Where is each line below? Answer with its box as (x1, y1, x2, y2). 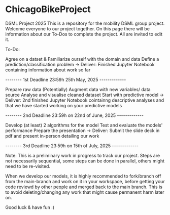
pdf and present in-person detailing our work (5, 133, 99, 139)
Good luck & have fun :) (5, 204, 55, 210)
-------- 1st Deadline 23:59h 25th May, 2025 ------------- (5, 76, 126, 82)
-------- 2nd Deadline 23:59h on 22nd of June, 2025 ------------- (5, 112, 144, 118)
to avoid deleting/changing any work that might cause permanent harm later (5, 189, 164, 195)
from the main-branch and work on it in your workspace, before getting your (5, 178, 165, 184)
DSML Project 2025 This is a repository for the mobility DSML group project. (5, 20, 165, 26)
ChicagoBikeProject (5, 4, 91, 15)
